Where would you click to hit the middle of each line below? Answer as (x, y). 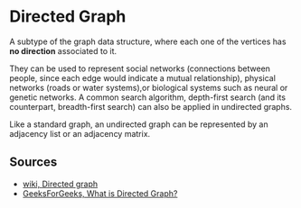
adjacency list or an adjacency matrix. (80, 133)
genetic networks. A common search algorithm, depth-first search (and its (148, 97)
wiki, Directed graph (60, 184)
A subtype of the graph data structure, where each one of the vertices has (148, 41)
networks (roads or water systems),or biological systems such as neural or (149, 87)
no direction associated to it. (63, 50)
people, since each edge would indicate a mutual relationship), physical (142, 77)
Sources (33, 163)
